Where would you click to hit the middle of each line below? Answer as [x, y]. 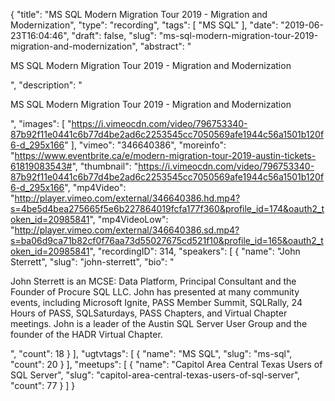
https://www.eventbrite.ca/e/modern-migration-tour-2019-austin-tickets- [165, 155]
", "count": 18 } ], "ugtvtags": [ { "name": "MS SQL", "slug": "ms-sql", [151, 353]
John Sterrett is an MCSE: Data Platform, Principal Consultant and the [153, 281]
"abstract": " [165, 46]
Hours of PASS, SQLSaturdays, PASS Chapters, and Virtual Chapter [149, 313]
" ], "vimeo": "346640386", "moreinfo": [145, 145]
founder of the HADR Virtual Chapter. [86, 334]
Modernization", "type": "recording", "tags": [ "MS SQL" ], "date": [144, 25]
